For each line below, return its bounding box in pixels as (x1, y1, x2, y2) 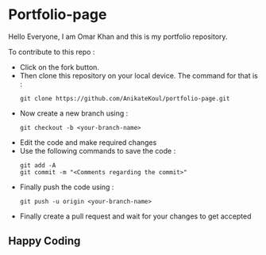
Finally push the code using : (19, 182, 114, 192)
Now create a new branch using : (19, 108, 129, 118)
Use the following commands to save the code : (19, 146, 176, 155)
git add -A (19, 161, 56, 169)
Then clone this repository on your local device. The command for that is (19, 70, 258, 80)
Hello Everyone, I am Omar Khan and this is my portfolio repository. (8, 32, 228, 41)
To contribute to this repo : (8, 47, 95, 56)
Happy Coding (8, 234, 81, 248)
